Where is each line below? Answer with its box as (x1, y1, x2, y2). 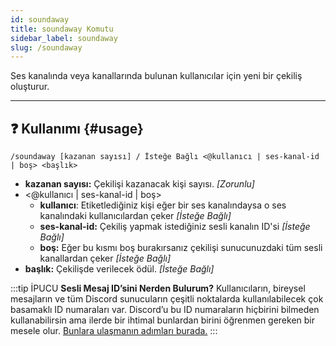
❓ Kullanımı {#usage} (10, 120, 144, 137)
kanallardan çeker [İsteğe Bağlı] (39, 252, 172, 265)
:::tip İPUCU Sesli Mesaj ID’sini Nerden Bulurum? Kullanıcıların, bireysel (10, 282, 306, 295)
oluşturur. (10, 81, 50, 93)
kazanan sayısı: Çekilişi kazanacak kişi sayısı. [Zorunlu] (24, 178, 255, 190)
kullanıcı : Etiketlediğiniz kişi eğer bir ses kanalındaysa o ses (39, 199, 287, 211)
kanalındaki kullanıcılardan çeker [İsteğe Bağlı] (39, 210, 232, 222)
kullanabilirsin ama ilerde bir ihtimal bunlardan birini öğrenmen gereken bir (10, 314, 316, 326)
